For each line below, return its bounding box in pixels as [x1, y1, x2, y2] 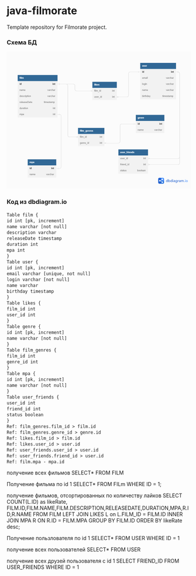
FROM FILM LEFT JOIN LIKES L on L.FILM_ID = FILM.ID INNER [32, 510, 183, 518]
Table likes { [6, 300, 42, 306]
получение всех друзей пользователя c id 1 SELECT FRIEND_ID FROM [6, 557, 180, 564]
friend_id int [6, 406, 42, 412]
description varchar [6, 229, 57, 236]
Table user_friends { [6, 394, 60, 400]
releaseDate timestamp [6, 235, 62, 242]
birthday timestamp [6, 288, 54, 294]
